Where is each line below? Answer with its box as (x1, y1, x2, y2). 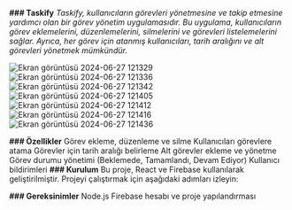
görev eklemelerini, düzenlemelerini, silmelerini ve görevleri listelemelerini (9, 27, 277, 36)
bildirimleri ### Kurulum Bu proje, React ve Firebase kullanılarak (9, 164, 245, 175)
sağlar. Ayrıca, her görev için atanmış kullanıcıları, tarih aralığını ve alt (9, 35, 265, 46)
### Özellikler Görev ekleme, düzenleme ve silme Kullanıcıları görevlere (9, 136, 273, 146)
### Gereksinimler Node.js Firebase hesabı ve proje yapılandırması (9, 191, 257, 201)
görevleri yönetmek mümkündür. (9, 45, 128, 56)
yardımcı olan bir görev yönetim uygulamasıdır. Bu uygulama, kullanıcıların (9, 17, 281, 27)
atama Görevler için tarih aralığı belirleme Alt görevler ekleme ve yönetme (9, 145, 277, 156)
